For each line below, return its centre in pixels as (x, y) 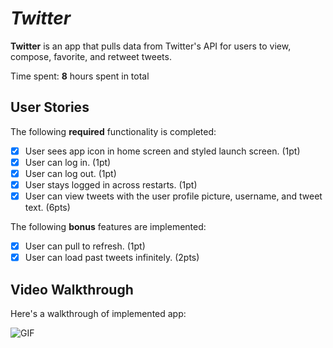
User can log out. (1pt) (70, 173)
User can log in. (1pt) (68, 162)
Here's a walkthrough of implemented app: (98, 313)
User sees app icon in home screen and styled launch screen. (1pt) (162, 151)
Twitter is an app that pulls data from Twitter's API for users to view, (151, 46)
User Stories (50, 107)
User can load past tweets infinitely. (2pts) (112, 258)
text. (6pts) (47, 208)
